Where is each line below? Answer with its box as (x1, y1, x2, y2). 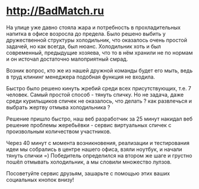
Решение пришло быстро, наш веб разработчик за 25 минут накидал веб (6, 115, 193, 122)
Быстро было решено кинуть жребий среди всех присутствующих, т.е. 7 (6, 84, 192, 92)
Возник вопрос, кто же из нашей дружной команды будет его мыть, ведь (6, 67, 193, 74)
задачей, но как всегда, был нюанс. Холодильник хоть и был (6, 43, 162, 50)
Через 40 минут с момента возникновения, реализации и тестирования (6, 139, 190, 146)
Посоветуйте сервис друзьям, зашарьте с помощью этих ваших (6, 169, 170, 177)
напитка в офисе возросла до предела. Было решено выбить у (6, 30, 166, 37)
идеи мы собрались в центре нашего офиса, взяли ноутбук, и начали (6, 146, 182, 153)
